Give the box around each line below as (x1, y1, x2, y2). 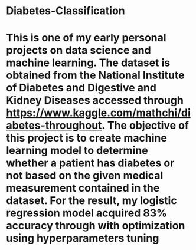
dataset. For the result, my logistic (6, 194, 177, 208)
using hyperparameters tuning (6, 232, 159, 245)
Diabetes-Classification (6, 4, 125, 18)
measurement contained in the (6, 182, 160, 195)
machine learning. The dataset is (6, 56, 171, 70)
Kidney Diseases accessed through (6, 94, 184, 107)
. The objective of (102, 119, 189, 132)
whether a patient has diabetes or (6, 156, 175, 170)
